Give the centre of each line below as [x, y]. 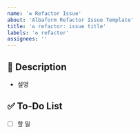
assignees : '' [28, 39]
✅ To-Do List [35, 106]
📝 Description [37, 67]
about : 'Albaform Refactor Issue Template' [71, 20]
